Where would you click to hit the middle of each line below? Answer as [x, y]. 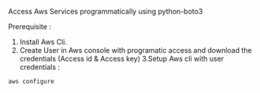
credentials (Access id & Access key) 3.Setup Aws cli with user [122, 59]
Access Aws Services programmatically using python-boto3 [106, 11]
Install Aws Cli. [43, 42]
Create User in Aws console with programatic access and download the [136, 50]
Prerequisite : [30, 26]
